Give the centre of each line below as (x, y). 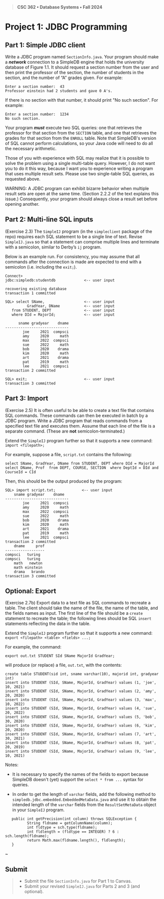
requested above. (23, 179)
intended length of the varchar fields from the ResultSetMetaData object (84, 805)
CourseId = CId (21, 472)
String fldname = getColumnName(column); (70, 823)
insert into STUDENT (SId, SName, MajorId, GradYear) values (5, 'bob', (81, 717)
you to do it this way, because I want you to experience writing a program (79, 168)
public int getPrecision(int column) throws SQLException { (74, 819)
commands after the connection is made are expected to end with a (73, 262)
